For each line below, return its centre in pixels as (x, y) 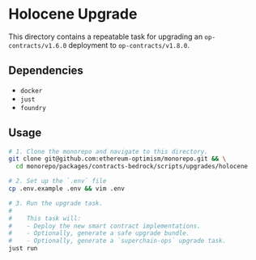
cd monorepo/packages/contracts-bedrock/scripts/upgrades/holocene (132, 167)
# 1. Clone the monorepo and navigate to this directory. (108, 151)
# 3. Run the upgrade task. (56, 203)
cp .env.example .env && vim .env (67, 189)
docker (31, 91)
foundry (33, 108)
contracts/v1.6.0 (38, 45)
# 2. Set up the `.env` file (58, 181)
